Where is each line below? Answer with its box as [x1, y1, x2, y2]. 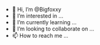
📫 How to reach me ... [12, 32, 68, 39]
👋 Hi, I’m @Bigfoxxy [12, 6, 62, 13]
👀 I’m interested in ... [12, 12, 64, 19]
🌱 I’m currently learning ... [12, 19, 77, 26]
